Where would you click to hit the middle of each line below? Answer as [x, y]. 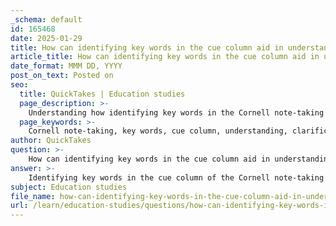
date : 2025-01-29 [46, 38]
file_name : [33, 196]
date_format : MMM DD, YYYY [66, 66]
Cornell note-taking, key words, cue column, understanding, [158, 131]
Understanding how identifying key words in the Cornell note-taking [176, 112]
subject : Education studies [69, 187]
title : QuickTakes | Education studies [102, 94]
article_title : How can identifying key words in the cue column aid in [165, 57]
